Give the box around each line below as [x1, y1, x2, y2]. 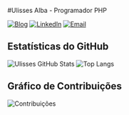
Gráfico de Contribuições [7, 80, 123, 92]
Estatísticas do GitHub [7, 41, 109, 53]
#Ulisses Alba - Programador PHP [7, 6, 107, 14]
